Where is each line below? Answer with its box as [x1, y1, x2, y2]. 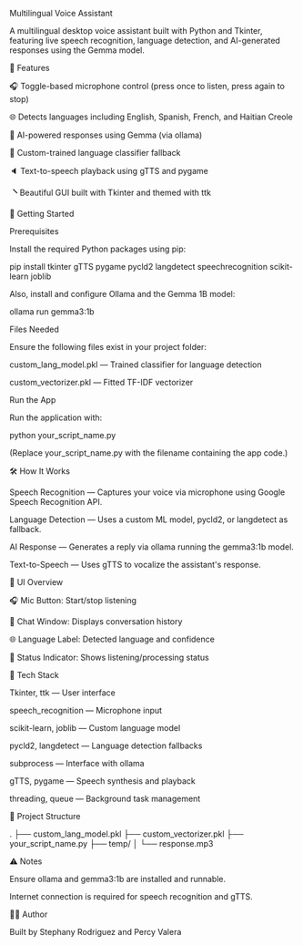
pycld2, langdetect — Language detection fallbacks [9, 740, 203, 751]
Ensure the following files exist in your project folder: [9, 342, 207, 352]
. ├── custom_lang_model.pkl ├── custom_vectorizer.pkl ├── [9, 828, 244, 839]
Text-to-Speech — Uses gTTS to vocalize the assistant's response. [9, 560, 261, 570]
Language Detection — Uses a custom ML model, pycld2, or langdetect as [9, 514, 288, 525]
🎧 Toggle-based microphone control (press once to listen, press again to [9, 81, 285, 91]
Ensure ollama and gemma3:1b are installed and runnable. [9, 874, 227, 884]
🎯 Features [9, 63, 50, 73]
